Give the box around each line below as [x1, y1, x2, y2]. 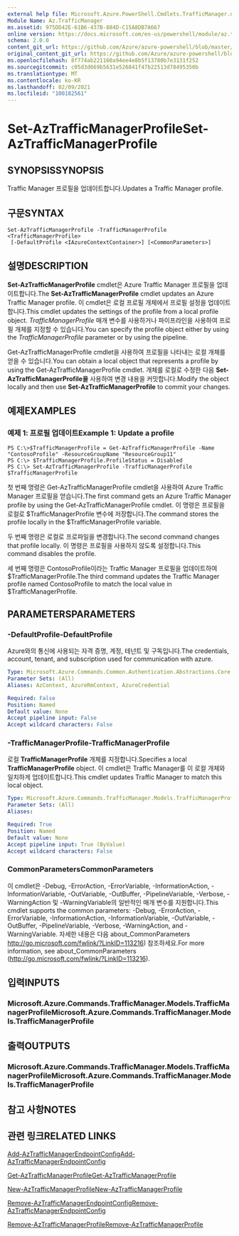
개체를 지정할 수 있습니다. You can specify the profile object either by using [14, 325, 229, 333]
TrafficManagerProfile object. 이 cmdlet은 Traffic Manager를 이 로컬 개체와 [7, 764, 225, 773]
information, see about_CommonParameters [7, 946, 137, 955]
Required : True [7, 821, 53, 829]
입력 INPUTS [7, 977, 60, 989]
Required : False [7, 694, 55, 701]
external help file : [7, 10, 69, 18]
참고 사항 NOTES [7, 1103, 77, 1115]
